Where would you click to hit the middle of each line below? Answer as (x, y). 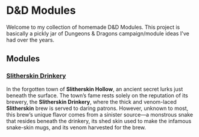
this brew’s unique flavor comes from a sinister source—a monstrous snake (100, 114)
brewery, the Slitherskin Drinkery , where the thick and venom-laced (91, 102)
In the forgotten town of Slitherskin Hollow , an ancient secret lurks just (95, 89)
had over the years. (30, 40)
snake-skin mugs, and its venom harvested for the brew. (76, 127)
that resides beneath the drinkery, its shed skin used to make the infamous (99, 121)
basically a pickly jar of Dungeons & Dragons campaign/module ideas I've (98, 33)
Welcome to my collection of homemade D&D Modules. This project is (93, 27)
